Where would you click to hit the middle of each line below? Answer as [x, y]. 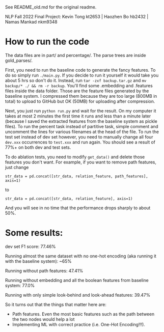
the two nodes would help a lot [43, 319]
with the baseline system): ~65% [39, 261]
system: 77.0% [20, 285]
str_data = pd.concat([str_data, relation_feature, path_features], [77, 176]
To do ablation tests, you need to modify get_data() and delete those [75, 157]
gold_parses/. [19, 60]
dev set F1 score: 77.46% [31, 246]
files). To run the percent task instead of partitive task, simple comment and [82, 126]
